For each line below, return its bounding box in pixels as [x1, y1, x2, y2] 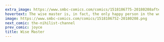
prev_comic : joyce [5, 25, 42, 30]
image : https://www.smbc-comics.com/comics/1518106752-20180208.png [5, 16, 147, 21]
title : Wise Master [5, 29, 45, 34]
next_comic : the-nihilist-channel [5, 20, 76, 26]
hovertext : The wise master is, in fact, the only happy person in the [5, 12, 154, 16]
